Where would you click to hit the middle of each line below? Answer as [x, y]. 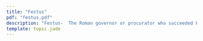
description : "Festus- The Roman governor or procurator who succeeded [100, 23]
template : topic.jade [34, 29]
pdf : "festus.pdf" [29, 17]
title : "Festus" [27, 12]
